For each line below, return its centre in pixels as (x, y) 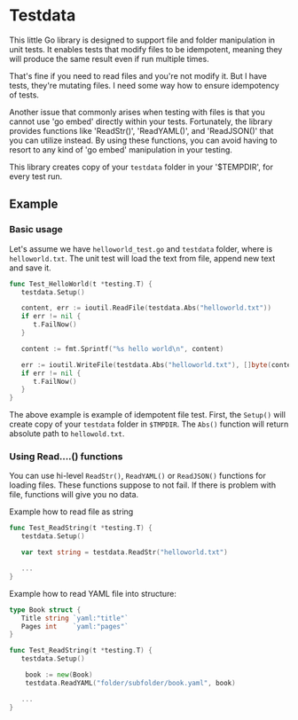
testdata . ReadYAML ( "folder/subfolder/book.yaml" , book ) (131, 683)
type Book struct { (45, 610)
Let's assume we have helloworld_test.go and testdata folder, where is (141, 248)
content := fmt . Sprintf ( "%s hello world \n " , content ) (122, 348)
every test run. (36, 176)
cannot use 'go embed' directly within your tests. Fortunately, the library (141, 121)
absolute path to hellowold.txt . (67, 434)
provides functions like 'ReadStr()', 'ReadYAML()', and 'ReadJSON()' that (141, 130)
